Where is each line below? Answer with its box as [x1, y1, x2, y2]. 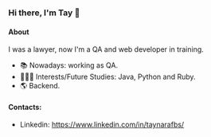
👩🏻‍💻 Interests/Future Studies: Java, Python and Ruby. [19, 72, 197, 82]
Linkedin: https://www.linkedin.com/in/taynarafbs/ [19, 119, 185, 130]
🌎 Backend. [19, 81, 61, 91]
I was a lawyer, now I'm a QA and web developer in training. [8, 45, 205, 54]
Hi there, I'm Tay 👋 [8, 7, 80, 18]
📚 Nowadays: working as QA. [19, 61, 118, 70]
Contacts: [8, 102, 42, 112]
